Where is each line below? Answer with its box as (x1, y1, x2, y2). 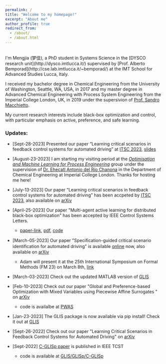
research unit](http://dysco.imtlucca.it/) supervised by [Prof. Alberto (5, 60, 146, 66)
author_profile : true (5, 21, 50, 26)
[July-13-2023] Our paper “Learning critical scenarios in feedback (12, 187, 149, 193)
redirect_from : (5, 26, 37, 31)
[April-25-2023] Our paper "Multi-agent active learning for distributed (12, 207, 156, 213)
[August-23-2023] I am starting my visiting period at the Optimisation (12, 156, 156, 162)
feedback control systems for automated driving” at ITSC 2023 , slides (12, 146, 156, 152)
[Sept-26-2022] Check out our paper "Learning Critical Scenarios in (12, 328, 153, 334)
